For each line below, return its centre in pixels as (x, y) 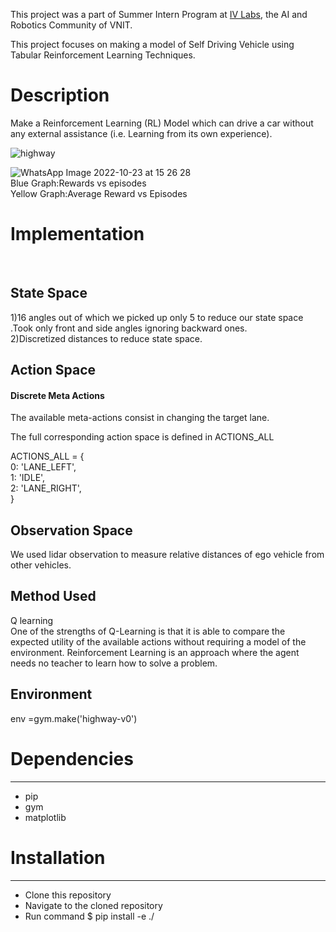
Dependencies (72, 758)
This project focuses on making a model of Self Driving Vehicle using (152, 44)
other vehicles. (41, 565)
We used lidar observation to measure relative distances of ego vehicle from (167, 555)
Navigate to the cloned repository (93, 905)
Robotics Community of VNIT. (71, 25)
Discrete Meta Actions (57, 395)
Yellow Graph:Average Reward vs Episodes (99, 193)
